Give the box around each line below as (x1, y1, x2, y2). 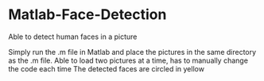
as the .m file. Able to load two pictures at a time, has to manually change (8, 56, 249, 65)
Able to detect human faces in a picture (8, 32, 138, 41)
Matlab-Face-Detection (8, 6, 167, 24)
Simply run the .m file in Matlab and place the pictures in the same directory (8, 47, 257, 56)
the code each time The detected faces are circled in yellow (8, 64, 205, 73)
